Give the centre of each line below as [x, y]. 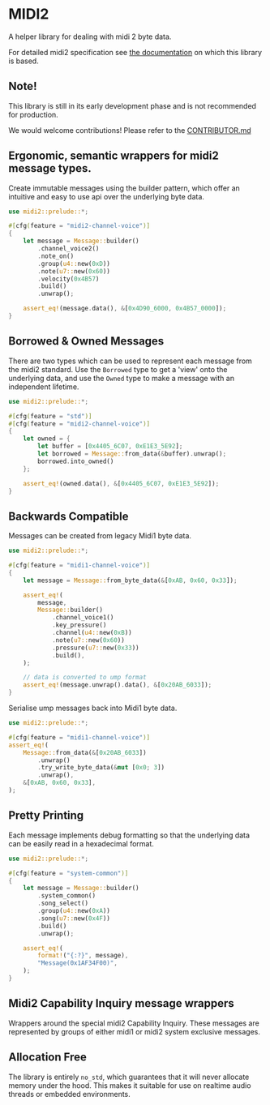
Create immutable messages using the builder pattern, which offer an [124, 188]
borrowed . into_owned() [76, 461]
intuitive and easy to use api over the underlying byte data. [107, 196]
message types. [50, 168]
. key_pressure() [79, 625]
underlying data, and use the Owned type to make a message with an [122, 378]
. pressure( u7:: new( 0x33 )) [95, 648]
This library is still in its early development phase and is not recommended [133, 105]
